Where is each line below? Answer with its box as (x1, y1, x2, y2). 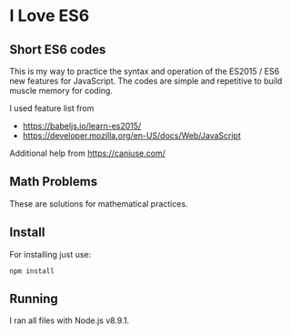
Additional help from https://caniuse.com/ (9, 147, 166, 158)
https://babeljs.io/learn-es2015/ (22, 120, 142, 131)
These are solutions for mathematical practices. (9, 198, 188, 209)
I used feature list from (9, 103, 95, 114)
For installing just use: (9, 249, 92, 259)
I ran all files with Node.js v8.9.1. (9, 315, 130, 326)
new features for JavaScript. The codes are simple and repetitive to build (9, 76, 283, 86)
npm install (9, 266, 55, 276)
